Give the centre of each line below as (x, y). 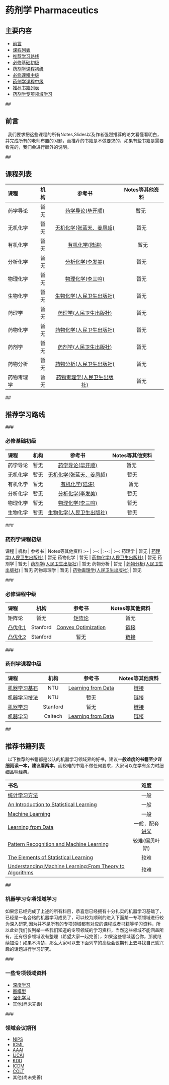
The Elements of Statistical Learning (50, 858)
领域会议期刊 (21, 1028)
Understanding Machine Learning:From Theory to (66, 867)
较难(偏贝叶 (146, 841)
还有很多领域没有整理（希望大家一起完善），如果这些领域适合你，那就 (86, 936)
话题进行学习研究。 (34, 949)
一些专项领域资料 (26, 973)
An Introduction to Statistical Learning (52, 805)
